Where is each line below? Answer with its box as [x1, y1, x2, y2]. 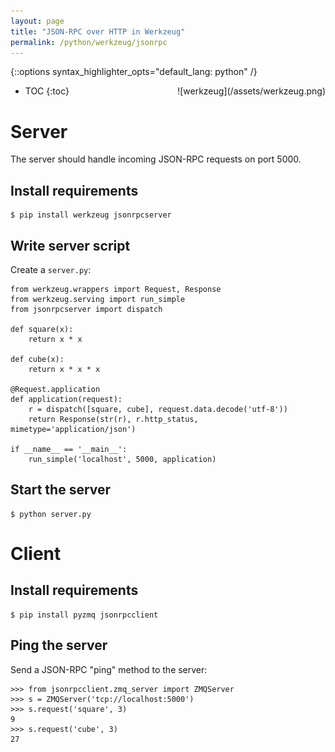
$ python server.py [10, 509, 92, 519]
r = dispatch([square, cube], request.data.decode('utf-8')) [28, 404, 288, 414]
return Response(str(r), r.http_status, [28, 414, 199, 424]
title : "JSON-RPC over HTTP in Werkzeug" [10, 26, 186, 37]
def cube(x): [10, 354, 65, 364]
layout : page [10, 16, 65, 26]
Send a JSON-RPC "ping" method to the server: [10, 663, 208, 675]
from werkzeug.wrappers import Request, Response [10, 284, 222, 294]
